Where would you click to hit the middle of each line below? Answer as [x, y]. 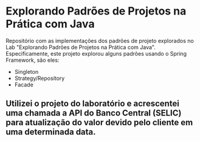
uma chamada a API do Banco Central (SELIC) [94, 113]
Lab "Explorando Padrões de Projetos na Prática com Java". [81, 47]
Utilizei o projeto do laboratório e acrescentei [93, 104]
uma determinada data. [51, 132]
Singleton [26, 71]
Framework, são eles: [33, 60]
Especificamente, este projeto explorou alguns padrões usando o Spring [96, 53]
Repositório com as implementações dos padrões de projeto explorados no [100, 41]
